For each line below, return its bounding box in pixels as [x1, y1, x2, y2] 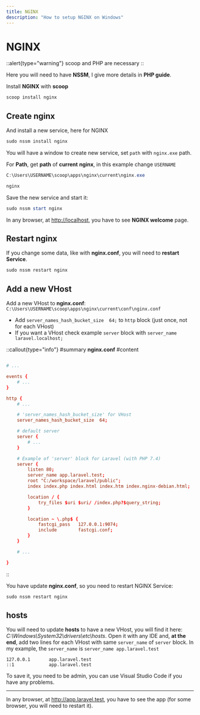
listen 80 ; [27, 467, 55, 472]
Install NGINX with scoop [6, 83, 68, 90]
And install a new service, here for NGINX [6, 127, 108, 134]
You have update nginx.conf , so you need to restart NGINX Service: [6, 582, 174, 589]
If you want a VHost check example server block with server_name [14, 329, 177, 336]
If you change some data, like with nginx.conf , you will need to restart [6, 249, 180, 257]
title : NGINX [6, 8, 39, 15]
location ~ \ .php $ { [27, 516, 79, 522]
